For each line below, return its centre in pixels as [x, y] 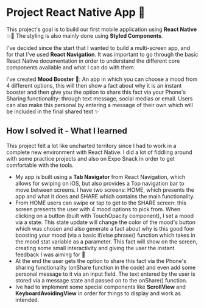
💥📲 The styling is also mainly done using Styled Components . [85, 35]
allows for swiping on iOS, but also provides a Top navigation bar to [100, 183]
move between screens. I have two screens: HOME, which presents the [105, 190]
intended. [27, 299]
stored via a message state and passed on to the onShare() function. [101, 280]
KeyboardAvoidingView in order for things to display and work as [98, 293]
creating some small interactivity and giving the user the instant [95, 248]
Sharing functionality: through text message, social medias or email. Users [100, 98]
